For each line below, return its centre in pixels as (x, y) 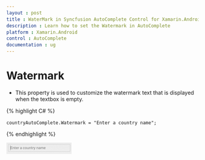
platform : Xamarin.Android (42, 32)
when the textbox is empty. (49, 99)
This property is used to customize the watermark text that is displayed (104, 92)
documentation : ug (31, 45)
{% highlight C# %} (31, 111)
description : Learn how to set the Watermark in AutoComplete (88, 26)
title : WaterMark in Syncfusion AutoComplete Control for (83, 19)
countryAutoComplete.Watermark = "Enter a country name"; (81, 123)
